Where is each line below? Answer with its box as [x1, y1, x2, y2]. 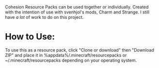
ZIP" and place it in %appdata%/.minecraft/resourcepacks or [5, 52, 127, 58]
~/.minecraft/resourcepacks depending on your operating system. [5, 57, 137, 63]
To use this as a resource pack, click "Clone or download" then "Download [5, 47, 154, 53]
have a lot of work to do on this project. [5, 14, 84, 20]
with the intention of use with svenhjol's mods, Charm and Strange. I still [5, 9, 149, 15]
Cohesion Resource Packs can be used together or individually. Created [5, 4, 149, 10]
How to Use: [5, 31, 55, 42]
